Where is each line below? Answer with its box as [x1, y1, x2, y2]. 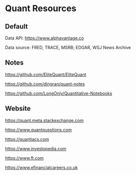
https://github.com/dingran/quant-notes [5, 81, 85, 87]
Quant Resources [5, 3, 77, 14]
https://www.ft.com [5, 155, 44, 161]
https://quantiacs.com [5, 136, 50, 142]
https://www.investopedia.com [5, 145, 67, 151]
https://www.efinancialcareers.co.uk [5, 164, 78, 170]
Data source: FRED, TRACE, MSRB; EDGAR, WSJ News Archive [5, 45, 131, 50]
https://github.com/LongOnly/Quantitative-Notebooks [5, 90, 113, 96]
